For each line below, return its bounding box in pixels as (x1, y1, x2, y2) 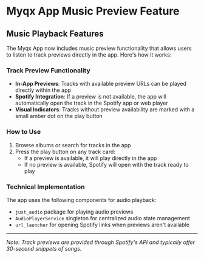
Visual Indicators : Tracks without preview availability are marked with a (15, 106, 195, 113)
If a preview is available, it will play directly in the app (24, 154, 157, 162)
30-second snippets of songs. (6, 245, 82, 252)
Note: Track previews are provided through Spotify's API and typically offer (6, 239, 195, 246)
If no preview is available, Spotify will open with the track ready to (24, 161, 189, 168)
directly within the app (15, 86, 72, 94)
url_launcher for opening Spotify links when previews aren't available (15, 221, 190, 228)
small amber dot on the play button (15, 113, 103, 120)
